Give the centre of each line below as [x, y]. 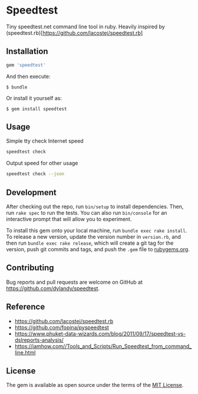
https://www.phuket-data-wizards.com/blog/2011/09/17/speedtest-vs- [100, 333]
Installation [27, 52]
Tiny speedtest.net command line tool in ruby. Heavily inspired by [85, 27]
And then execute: [28, 76]
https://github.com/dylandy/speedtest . [53, 288]
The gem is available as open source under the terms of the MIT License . [95, 385]
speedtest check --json [35, 174]
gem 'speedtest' [26, 65]
